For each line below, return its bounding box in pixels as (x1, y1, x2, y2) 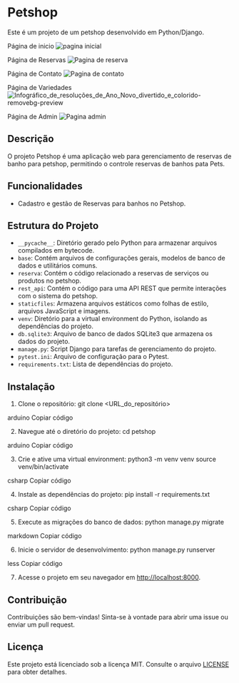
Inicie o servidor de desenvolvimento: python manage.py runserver (17, 545, 215, 554)
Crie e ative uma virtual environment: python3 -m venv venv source (17, 455, 216, 464)
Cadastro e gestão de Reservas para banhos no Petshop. (17, 199, 186, 208)
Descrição (7, 133, 54, 145)
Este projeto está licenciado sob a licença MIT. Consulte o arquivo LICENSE (7, 659, 230, 668)
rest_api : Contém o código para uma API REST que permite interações (17, 284, 227, 293)
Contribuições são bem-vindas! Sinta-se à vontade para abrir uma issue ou (7, 613, 228, 621)
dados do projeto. (17, 337, 70, 346)
